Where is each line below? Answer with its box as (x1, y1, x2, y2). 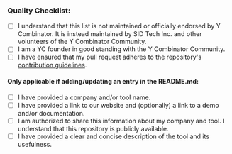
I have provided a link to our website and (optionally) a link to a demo (17, 101, 219, 109)
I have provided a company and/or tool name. (17, 93, 151, 101)
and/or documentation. (17, 109, 85, 117)
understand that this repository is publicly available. (17, 124, 169, 133)
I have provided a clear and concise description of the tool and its (17, 132, 210, 141)
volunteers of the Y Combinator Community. (17, 38, 147, 46)
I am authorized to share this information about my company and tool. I (17, 116, 225, 125)
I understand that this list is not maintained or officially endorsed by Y (17, 22, 221, 31)
